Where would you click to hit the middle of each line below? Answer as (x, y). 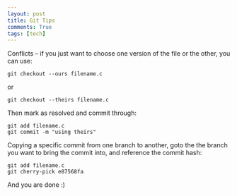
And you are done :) (36, 185)
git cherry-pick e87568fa (45, 172)
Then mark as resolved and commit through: (72, 113)
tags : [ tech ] (27, 33)
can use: (20, 61)
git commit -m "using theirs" (52, 132)
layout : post (27, 14)
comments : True (30, 27)
